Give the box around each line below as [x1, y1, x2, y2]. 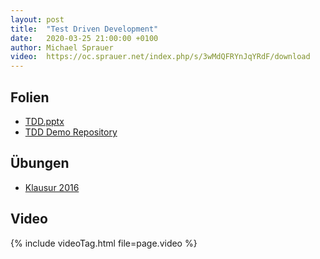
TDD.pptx [24, 115, 65, 127]
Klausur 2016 [24, 181, 80, 193]
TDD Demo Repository [24, 126, 118, 138]
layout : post [10, 14, 65, 25]
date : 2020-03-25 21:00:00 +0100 [10, 33, 159, 43]
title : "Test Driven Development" [10, 24, 159, 34]
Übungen [10, 155, 70, 172]
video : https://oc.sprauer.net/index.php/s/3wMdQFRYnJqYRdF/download [10, 52, 311, 62]
